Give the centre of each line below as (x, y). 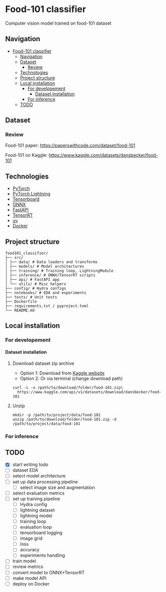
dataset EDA (25, 470)
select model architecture (39, 476)
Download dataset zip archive (43, 363)
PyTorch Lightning (31, 194)
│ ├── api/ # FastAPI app (32, 280)
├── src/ (14, 258)
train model (24, 561)
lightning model (36, 516)
